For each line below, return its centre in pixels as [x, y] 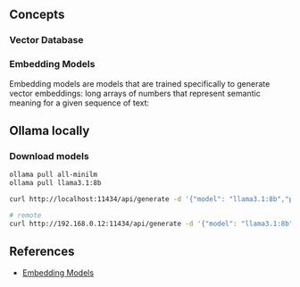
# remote [25, 215]
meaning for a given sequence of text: [79, 103]
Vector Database [46, 40]
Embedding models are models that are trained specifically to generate [140, 83]
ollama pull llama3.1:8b [55, 183]
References [42, 252]
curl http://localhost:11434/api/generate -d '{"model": [117, 199]
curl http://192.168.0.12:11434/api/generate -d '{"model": [124, 224]
